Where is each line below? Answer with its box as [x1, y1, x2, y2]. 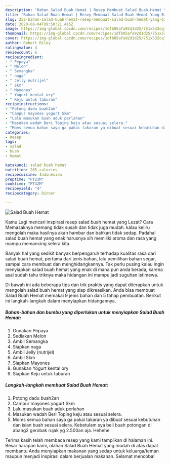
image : [5, 26, 19, 31]
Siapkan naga [12, 343, 41, 350]
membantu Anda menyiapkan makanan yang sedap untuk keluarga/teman [5, 448, 159, 454]
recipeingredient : [5, 54, 44, 60]
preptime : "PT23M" [5, 177, 44, 182]
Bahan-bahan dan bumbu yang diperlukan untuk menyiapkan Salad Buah [5, 310, 164, 316]
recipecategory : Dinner [5, 191, 56, 196]
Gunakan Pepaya [12, 327, 49, 333]
